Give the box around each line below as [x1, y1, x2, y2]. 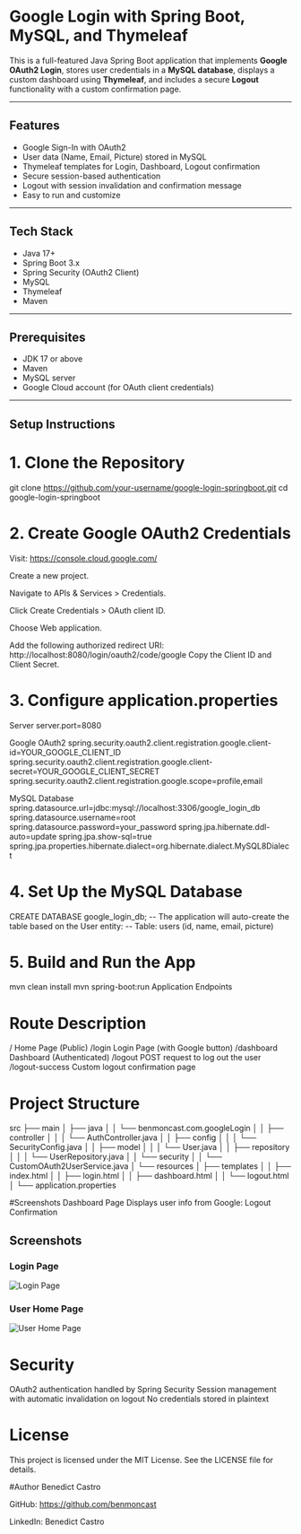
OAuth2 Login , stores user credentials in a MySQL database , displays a [9, 65, 275, 75]
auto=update [9, 831, 57, 841]
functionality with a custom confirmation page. [9, 83, 182, 94]
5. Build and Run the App [9, 952, 196, 972]
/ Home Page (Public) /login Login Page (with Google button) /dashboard [9, 1042, 278, 1053]
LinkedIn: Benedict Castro [9, 1516, 105, 1527]
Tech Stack [9, 224, 73, 240]
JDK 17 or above [21, 353, 83, 364]
